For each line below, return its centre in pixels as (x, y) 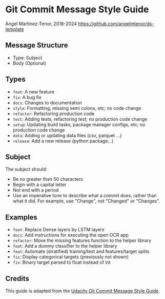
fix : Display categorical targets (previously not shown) (71, 257)
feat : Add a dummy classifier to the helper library (65, 246)
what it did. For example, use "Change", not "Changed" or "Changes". (86, 201)
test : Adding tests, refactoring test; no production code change (80, 119)
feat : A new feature (34, 91)
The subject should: (26, 169)
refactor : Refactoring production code (54, 114)
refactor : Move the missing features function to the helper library (82, 240)
